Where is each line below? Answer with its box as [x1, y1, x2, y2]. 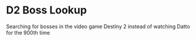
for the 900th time [6, 29, 50, 36]
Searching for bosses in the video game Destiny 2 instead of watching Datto [6, 23, 191, 30]
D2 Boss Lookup [6, 4, 87, 17]
